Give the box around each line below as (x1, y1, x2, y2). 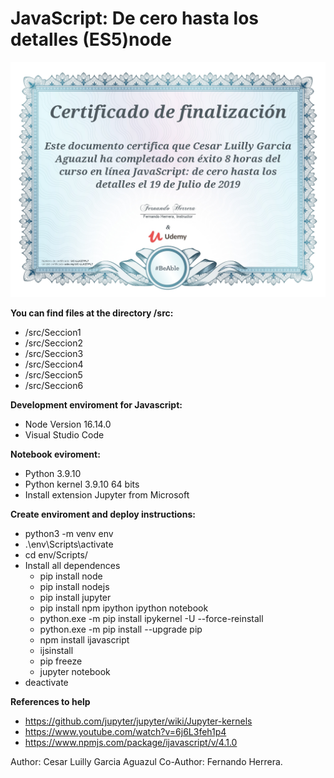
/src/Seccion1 (24, 326, 82, 338)
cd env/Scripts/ (24, 548, 88, 561)
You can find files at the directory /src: (10, 307, 174, 319)
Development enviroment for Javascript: (10, 398, 183, 411)
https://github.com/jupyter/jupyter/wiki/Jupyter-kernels (24, 715, 253, 727)
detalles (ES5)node (10, 28, 172, 51)
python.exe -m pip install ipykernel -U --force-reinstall (39, 612, 264, 624)
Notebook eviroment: (10, 448, 101, 460)
